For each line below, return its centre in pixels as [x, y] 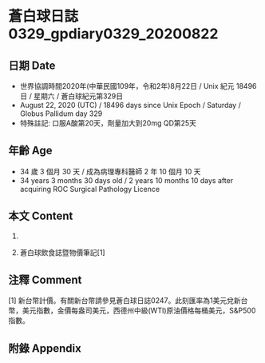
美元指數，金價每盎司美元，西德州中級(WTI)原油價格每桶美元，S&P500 [139, 311]
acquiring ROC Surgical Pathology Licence [90, 189]
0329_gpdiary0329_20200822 [113, 34]
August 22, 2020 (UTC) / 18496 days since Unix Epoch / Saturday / [130, 105]
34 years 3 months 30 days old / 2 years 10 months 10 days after [127, 180]
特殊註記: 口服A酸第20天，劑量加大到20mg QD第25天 [108, 123]
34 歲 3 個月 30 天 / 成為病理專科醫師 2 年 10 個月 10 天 [110, 171]
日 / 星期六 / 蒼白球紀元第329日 [71, 96]
